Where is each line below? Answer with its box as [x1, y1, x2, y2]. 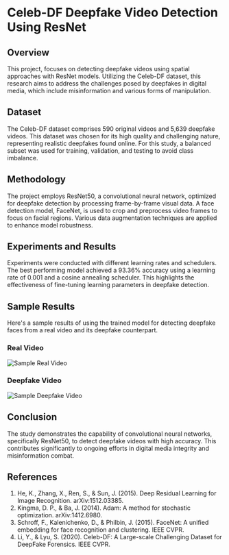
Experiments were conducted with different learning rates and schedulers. [7, 259, 217, 267]
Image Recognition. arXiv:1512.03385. [16, 497, 124, 505]
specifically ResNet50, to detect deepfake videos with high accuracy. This [7, 436, 217, 445]
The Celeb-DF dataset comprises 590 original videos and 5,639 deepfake [7, 125, 215, 133]
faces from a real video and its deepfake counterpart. [7, 326, 158, 334]
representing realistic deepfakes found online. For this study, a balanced [7, 139, 211, 147]
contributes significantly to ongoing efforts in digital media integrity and [7, 444, 209, 452]
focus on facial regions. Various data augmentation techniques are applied [7, 214, 217, 222]
